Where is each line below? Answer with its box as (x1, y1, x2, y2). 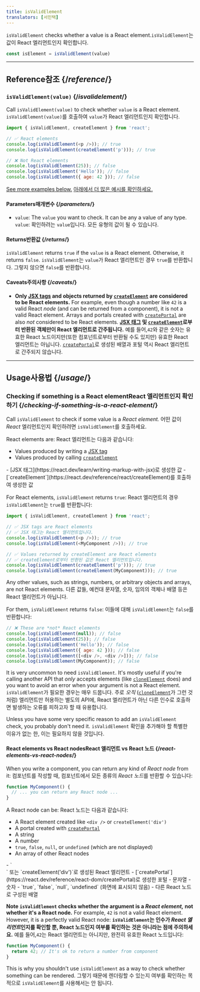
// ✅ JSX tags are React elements (6, 524, 93, 530)
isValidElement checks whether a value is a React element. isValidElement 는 (6, 31, 194, 39)
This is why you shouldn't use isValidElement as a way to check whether (6, 965, 186, 972)
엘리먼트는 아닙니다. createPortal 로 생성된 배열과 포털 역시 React (14, 341, 169, 348)
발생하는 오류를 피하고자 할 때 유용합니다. (12, 704, 108, 711)
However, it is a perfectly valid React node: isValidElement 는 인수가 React (6, 916, 186, 924)
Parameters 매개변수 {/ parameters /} (6, 200, 95, 207)
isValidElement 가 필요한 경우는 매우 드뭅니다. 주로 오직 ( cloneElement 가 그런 (6, 689, 187, 696)
